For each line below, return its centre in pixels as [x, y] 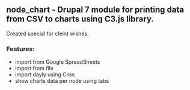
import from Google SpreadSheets [57, 62]
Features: [20, 49]
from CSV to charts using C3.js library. [80, 19]
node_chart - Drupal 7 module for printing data [95, 10]
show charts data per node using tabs [62, 81]
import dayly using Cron [45, 75]
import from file [34, 69]
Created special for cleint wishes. [47, 33]
